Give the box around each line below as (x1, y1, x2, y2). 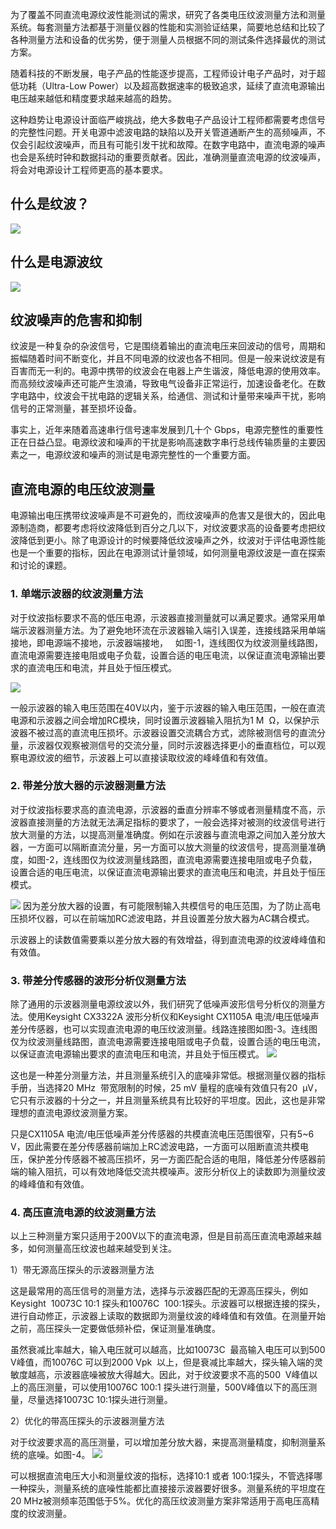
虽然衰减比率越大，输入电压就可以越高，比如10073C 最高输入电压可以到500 (10, 1344, 326, 1356)
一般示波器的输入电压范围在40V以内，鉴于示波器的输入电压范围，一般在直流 (10, 701, 326, 713)
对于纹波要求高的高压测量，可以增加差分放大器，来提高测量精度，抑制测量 (10, 1436, 317, 1448)
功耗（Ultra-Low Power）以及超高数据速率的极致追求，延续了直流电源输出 (18, 80, 326, 92)
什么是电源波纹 (10, 254, 103, 271)
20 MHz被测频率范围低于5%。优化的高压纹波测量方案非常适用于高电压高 (10, 1495, 312, 1507)
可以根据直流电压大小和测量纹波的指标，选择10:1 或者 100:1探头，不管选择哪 (10, 1470, 323, 1482)
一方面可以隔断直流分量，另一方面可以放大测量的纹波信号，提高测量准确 (27, 841, 326, 853)
